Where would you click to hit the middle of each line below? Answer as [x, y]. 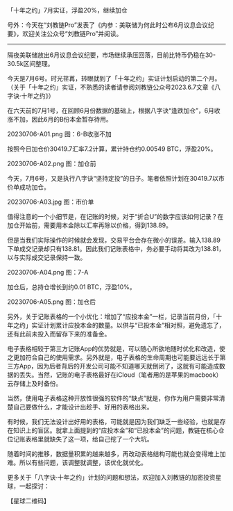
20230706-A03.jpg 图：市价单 [51, 202]
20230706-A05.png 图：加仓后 [52, 302]
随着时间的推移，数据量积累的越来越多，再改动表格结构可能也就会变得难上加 [116, 454]
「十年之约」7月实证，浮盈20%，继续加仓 [68, 10]
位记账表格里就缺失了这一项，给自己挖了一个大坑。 [80, 439]
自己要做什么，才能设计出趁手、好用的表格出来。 [83, 407]
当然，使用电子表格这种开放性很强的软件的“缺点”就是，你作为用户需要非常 [113, 398]
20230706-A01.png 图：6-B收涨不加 [60, 134]
